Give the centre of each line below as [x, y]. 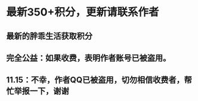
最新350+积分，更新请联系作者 [83, 12]
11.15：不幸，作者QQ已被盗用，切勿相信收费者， [95, 80]
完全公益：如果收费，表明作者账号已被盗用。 [89, 58]
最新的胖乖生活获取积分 [49, 36]
